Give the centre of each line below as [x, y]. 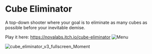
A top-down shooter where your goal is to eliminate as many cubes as [76, 22]
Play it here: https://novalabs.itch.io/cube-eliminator [58, 37]
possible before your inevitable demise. [45, 27]
